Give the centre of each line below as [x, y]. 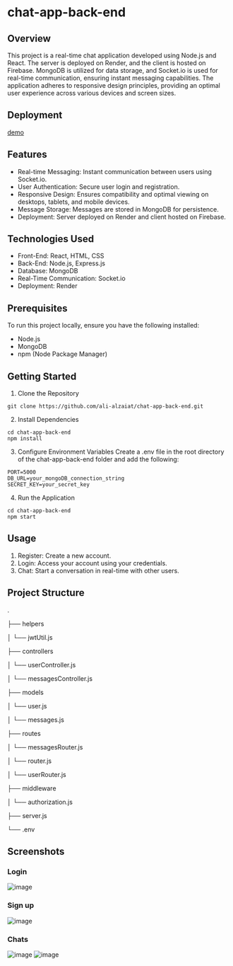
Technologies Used [50, 239]
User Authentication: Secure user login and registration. [98, 186]
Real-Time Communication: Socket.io [71, 278]
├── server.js [27, 815]
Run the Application [46, 498]
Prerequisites [37, 308]
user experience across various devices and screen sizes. [92, 93]
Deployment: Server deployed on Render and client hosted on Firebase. [121, 217]
